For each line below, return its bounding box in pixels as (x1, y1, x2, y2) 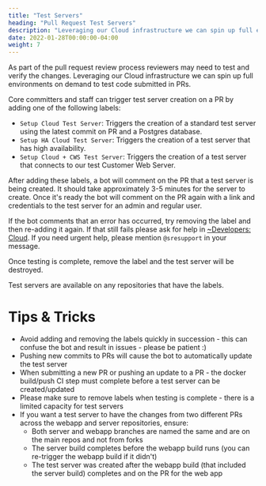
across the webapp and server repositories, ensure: (19, 418, 188, 428)
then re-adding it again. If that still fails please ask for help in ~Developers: (8, 224, 252, 234)
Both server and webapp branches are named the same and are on (31, 427, 251, 436)
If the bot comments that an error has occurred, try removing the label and (8, 217, 251, 226)
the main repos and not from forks (31, 435, 144, 445)
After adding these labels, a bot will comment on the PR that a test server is (8, 175, 254, 186)
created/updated (19, 385, 75, 394)
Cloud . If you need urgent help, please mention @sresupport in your (8, 233, 227, 243)
